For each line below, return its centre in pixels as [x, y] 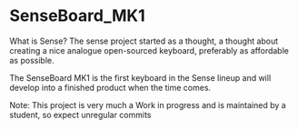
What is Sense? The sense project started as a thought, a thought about [144, 41]
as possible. [32, 60]
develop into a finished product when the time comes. [110, 87]
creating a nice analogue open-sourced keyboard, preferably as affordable [149, 50]
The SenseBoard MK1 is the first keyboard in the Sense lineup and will [140, 77]
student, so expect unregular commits [80, 114]
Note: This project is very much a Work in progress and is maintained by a [148, 104]
